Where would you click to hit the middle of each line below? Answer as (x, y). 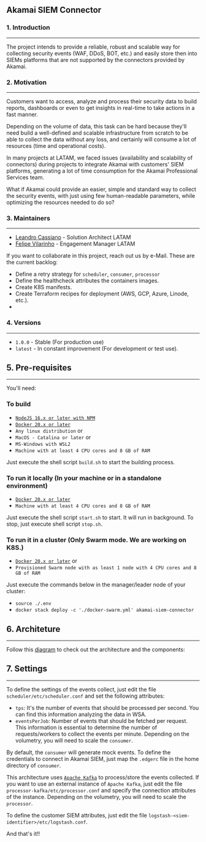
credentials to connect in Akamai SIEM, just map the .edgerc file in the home (103, 758)
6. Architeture (33, 629)
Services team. (25, 177)
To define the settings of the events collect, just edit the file (81, 689)
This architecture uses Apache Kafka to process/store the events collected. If (103, 777)
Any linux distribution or (49, 431)
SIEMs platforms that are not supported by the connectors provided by (96, 60)
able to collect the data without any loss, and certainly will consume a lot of (101, 139)
